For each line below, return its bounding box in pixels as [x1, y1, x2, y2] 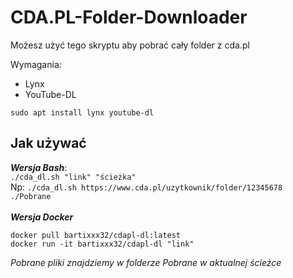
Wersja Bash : [10, 161, 68, 173]
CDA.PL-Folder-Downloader [10, 6, 248, 29]
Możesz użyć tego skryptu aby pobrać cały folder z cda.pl [10, 39, 250, 51]
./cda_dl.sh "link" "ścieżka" [10, 172, 137, 182]
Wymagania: [10, 58, 62, 70]
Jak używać [10, 135, 87, 152]
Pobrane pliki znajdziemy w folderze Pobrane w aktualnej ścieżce [10, 256, 282, 268]
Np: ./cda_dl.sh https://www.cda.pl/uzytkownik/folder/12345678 [10, 181, 283, 193]
